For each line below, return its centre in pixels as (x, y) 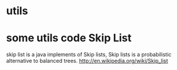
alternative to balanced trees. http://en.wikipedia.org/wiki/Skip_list (87, 61)
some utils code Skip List (69, 38)
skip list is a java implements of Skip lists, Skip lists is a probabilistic (89, 55)
